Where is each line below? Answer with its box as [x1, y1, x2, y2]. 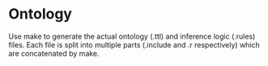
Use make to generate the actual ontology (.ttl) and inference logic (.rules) [8, 31, 256, 41]
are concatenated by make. [8, 48, 100, 58]
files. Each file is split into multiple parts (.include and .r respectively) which [8, 39, 261, 49]
